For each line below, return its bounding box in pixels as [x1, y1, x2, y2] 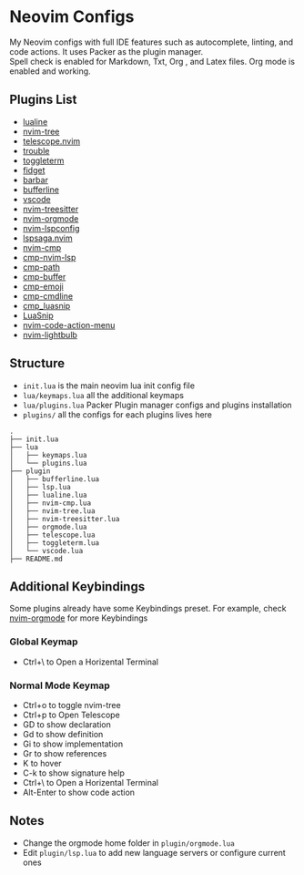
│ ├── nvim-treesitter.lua [9, 514, 120, 523]
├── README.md [9, 554, 64, 563]
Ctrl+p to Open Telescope [22, 709, 120, 720]
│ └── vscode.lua [9, 546, 84, 555]
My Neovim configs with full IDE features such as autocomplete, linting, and [9, 36, 294, 47]
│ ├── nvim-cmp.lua [9, 499, 92, 508]
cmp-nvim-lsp [22, 252, 76, 262]
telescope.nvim [22, 135, 81, 147]
